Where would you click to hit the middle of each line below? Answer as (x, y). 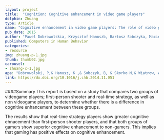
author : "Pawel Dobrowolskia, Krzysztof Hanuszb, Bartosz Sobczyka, (76, 37)
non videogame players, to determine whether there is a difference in (75, 102)
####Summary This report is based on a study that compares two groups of (82, 91)
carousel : (15, 64)
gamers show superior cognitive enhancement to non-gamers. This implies (81, 127)
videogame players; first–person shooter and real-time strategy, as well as (80, 97)
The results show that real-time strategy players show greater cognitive (77, 116)
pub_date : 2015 (20, 32)
